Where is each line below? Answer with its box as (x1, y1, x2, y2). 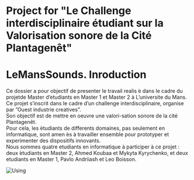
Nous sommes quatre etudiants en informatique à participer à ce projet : (6, 143, 180, 150)
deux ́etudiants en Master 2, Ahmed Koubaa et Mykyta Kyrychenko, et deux (6, 150, 188, 157)
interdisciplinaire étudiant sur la (6, 16, 164, 30)
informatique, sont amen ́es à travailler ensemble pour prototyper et (6, 131, 169, 138)
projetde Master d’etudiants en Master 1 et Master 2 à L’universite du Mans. (6, 94, 187, 101)
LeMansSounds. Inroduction (6, 68, 147, 81)
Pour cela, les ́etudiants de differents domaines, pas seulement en (6, 124, 165, 132)
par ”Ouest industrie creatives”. (6, 106, 81, 113)
